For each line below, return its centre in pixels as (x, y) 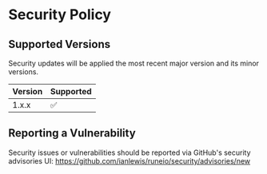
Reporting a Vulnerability (72, 133)
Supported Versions (59, 44)
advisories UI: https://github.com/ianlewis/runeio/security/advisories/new (130, 160)
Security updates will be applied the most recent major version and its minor (134, 63)
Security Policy (60, 15)
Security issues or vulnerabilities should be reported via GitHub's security (130, 152)
